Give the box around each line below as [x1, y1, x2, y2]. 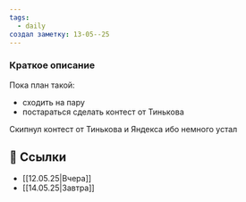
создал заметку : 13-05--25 [9, 29, 110, 38]
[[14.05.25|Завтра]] [21, 182, 96, 193]
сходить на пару [21, 97, 85, 107]
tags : [9, 13, 30, 22]
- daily [17, 21, 47, 30]
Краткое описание [9, 59, 96, 72]
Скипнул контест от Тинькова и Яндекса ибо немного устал [9, 123, 238, 134]
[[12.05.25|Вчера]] [21, 173, 92, 184]
